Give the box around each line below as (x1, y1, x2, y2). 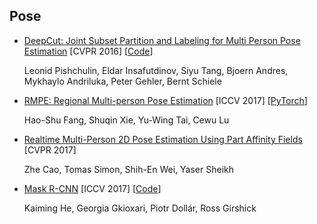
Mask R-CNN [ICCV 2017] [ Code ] (23, 182, 162, 194)
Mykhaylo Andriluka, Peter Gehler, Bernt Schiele (23, 75, 222, 87)
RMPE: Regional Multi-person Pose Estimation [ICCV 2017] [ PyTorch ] (23, 94, 308, 106)
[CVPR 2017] (23, 144, 77, 156)
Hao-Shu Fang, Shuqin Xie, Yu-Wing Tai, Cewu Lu (23, 114, 230, 126)
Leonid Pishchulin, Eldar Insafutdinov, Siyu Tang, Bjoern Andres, (23, 64, 289, 76)
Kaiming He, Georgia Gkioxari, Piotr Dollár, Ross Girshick (23, 202, 257, 214)
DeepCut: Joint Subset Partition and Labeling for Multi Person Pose (23, 34, 301, 46)
